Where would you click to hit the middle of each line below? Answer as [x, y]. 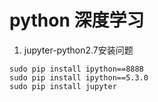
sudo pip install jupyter [63, 86]
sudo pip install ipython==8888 [76, 69]
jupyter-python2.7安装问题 [78, 50]
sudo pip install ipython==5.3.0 [79, 77]
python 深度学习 [77, 20]
